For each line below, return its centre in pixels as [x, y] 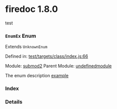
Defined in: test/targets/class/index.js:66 [47, 56]
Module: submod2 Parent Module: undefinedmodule [58, 66]
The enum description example [37, 76]
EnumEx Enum [21, 36]
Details [14, 102]
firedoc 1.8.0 [31, 9]
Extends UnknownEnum [26, 47]
